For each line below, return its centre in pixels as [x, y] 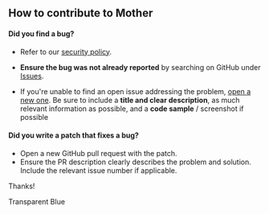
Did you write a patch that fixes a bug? [73, 135]
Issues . [32, 76]
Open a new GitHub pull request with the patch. [99, 153]
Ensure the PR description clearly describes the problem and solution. [135, 162]
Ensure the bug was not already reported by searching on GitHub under [140, 67]
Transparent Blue [37, 201]
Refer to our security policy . [66, 51]
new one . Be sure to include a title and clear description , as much [130, 100]
